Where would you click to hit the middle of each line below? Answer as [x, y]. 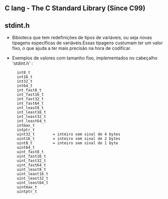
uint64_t [26, 148]
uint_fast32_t [31, 161]
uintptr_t [27, 192]
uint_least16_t [33, 174]
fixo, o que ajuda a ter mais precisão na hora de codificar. [72, 48]
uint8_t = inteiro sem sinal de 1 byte [68, 143]
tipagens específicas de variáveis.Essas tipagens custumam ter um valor [87, 43]
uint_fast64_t [31, 165]
